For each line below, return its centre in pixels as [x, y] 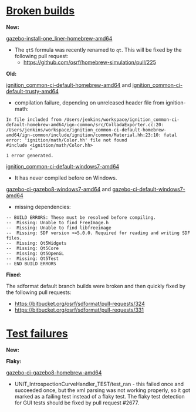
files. [14, 238]
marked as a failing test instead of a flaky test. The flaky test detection [99, 396]
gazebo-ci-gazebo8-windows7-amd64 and [59, 189]
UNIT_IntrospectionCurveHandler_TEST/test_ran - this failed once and [99, 384]
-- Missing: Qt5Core [33, 248]
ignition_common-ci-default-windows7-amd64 [63, 166]
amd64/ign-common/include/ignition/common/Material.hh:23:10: [84, 135]
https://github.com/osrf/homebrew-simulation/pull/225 [90, 62]
